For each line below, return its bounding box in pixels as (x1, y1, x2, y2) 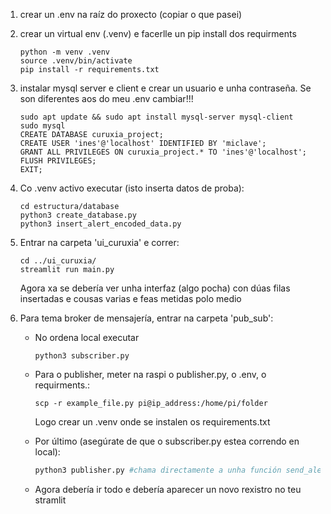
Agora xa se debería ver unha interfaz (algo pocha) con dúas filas (19, 282, 291, 294)
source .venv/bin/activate (19, 56, 133, 66)
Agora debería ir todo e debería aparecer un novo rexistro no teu (34, 483, 302, 495)
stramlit (34, 494, 67, 506)
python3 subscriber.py (34, 351, 130, 361)
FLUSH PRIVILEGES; (19, 156, 97, 166)
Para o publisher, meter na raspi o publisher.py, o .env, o (34, 369, 267, 380)
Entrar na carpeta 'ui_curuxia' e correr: (19, 237, 180, 248)
